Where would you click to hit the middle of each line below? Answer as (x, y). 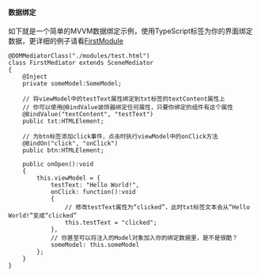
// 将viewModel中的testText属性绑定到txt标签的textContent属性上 (124, 99)
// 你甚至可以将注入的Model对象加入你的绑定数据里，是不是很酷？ (144, 238)
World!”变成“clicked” (43, 216)
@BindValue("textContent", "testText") (88, 115)
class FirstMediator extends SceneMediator (81, 63)
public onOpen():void (58, 165)
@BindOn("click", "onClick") (70, 144)
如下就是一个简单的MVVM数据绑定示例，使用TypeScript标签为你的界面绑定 (130, 31)
